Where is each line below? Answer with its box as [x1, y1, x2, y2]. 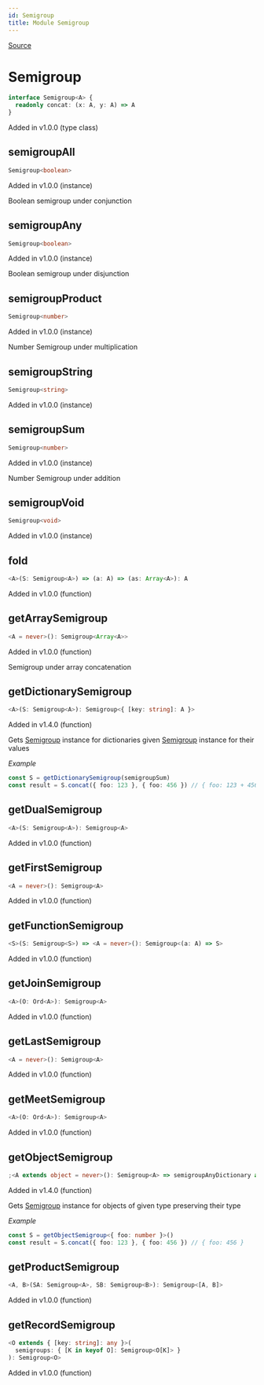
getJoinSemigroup [8, 977, 101, 990]
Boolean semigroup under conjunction [8, 196, 132, 205]
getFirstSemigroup [8, 861, 103, 874]
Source [8, 40, 31, 50]
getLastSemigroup [8, 1035, 101, 1048]
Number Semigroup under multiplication [8, 342, 138, 352]
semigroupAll [8, 146, 75, 159]
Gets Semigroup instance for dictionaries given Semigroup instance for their [8, 735, 255, 744]
